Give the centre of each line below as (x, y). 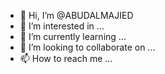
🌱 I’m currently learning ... (73, 36)
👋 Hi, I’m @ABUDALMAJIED (76, 15)
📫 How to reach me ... (66, 58)
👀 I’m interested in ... (62, 26)
